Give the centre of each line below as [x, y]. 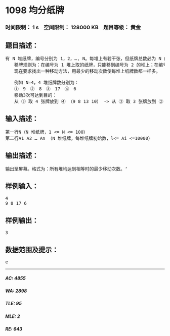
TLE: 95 [13, 304]
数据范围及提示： [32, 249]
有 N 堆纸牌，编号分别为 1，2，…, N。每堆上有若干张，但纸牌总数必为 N [83, 58]
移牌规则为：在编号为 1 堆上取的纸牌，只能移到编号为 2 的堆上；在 [86, 65]
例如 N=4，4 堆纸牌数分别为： [47, 82]
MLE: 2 [13, 316]
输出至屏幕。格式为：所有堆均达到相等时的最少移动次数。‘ [67, 169]
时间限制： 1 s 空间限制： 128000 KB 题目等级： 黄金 [73, 27]
